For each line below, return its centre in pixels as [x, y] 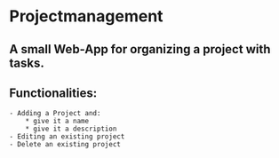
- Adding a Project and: [55, 114]
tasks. [27, 63]
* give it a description [71, 129]
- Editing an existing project [67, 137]
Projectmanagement [86, 16]
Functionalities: [53, 93]
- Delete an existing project [65, 145]
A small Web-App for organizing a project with [140, 49]
